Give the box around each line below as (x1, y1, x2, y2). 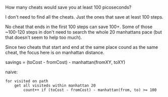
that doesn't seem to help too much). (5, 35, 82, 40)
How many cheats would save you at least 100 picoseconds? (5, 5, 132, 10)
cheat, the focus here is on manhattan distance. (5, 50, 104, 55)
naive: (5, 69, 18, 75)
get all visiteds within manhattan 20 (14, 83, 96, 88)
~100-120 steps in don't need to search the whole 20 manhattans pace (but (5, 29, 162, 35)
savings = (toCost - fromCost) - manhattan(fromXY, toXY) (5, 59, 126, 65)
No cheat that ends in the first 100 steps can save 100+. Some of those (5, 24, 153, 30)
